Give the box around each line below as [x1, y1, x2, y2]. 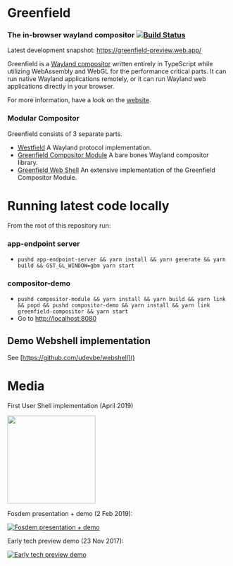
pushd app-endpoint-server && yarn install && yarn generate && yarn [17, 256, 227, 264]
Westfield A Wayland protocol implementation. [17, 143, 152, 152]
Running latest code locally [7, 197, 170, 214]
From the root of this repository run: [7, 221, 111, 230]
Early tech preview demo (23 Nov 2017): [7, 537, 125, 546]
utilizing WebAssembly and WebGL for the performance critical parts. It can [7, 67, 227, 75]
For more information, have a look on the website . [7, 96, 151, 104]
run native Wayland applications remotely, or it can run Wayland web [7, 75, 206, 83]
